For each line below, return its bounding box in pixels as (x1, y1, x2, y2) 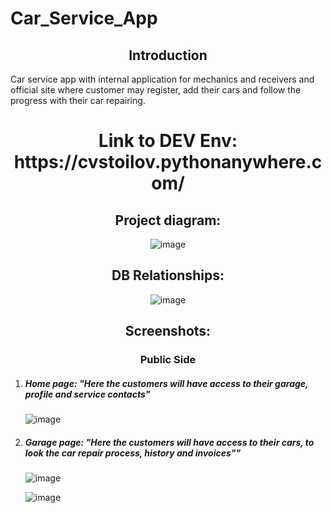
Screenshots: (124, 323, 212, 340)
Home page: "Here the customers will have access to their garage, (24, 377, 309, 389)
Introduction (128, 47, 208, 64)
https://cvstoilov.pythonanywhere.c (13, 151, 323, 174)
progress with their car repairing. (10, 95, 146, 106)
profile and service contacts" (24, 388, 151, 400)
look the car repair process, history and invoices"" (24, 447, 242, 459)
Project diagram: (114, 212, 222, 229)
